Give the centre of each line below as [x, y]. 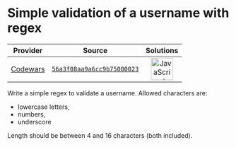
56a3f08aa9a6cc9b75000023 [95, 69]
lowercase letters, [43, 107]
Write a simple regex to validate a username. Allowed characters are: [107, 93]
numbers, [31, 114]
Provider [28, 50]
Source [95, 50]
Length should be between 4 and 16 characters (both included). [100, 135]
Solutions [162, 50]
